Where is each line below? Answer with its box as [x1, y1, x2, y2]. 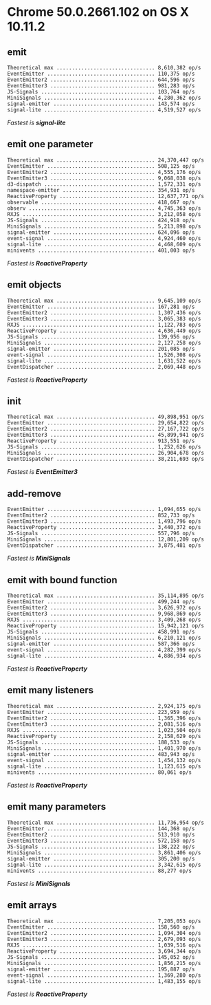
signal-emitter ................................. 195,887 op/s [7, 966, 195, 973]
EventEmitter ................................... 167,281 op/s [7, 303, 195, 310]
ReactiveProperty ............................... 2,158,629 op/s [7, 733, 201, 739]
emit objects [7, 279, 62, 291]
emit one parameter [7, 138, 93, 150]
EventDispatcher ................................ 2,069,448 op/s [7, 363, 201, 370]
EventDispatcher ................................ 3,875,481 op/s [7, 542, 201, 549]
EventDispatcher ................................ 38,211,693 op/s [7, 455, 205, 463]
